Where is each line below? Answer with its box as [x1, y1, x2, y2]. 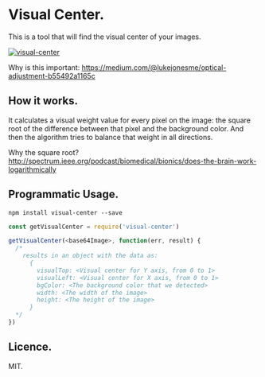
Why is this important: [8, 62, 80, 72]
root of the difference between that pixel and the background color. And [8, 123, 244, 133]
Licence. [8, 340, 53, 354]
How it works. [8, 94, 78, 108]
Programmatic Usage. [8, 188, 119, 201]
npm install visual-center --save [8, 208, 123, 216]
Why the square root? [8, 147, 80, 157]
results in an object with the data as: [22, 252, 158, 260]
